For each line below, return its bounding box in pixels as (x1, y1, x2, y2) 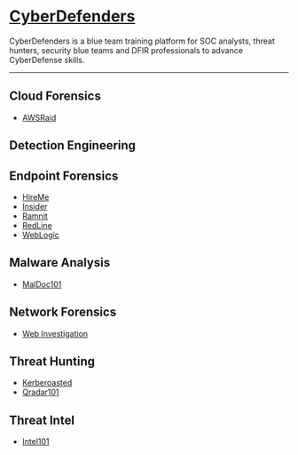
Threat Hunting (9, 354, 96, 369)
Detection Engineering (9, 138, 136, 153)
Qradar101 (21, 387, 59, 397)
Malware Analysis (9, 255, 111, 270)
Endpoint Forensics (9, 168, 119, 183)
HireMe (21, 191, 50, 202)
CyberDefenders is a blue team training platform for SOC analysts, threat (9, 36, 275, 46)
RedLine (21, 220, 53, 230)
